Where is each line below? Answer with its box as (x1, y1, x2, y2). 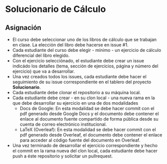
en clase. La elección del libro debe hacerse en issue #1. (12, 42, 129, 48)
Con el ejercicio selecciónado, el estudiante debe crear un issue (12, 58, 145, 63)
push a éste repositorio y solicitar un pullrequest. (12, 153, 113, 159)
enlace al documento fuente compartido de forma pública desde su (19, 116, 159, 122)
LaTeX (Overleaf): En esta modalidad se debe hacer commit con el (19, 127, 156, 133)
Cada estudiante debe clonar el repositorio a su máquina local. (12, 90, 141, 95)
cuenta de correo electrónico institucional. (19, 121, 107, 127)
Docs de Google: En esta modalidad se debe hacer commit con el (19, 106, 155, 111)
